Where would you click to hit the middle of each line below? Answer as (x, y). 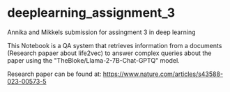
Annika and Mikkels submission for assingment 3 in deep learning (101, 32)
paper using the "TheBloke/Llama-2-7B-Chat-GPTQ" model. (93, 60)
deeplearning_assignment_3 (91, 13)
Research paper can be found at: (54, 74)
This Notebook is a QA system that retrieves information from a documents (115, 45)
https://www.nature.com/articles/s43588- (163, 74)
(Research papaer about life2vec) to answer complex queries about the (109, 53)
